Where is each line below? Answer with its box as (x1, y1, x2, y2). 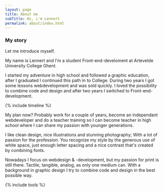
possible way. (5, 172, 33, 178)
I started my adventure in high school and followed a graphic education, (5, 72, 150, 78)
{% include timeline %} (5, 102, 51, 108)
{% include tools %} (5, 182, 45, 188)
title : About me (5, 12, 38, 17)
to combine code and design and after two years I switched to (5, 87, 130, 93)
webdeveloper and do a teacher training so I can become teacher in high (5, 117, 151, 123)
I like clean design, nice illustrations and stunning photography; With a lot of (5, 131, 158, 137)
